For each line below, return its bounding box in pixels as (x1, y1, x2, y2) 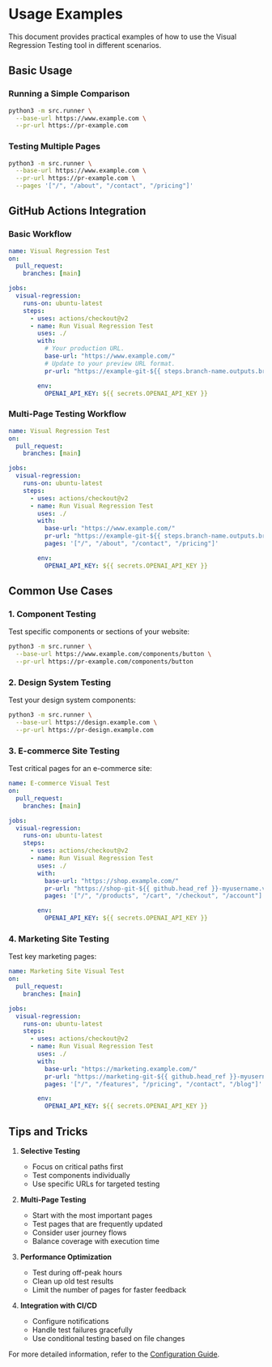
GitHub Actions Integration (8, 204, 147, 218)
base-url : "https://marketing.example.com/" (44, 1065, 198, 1073)
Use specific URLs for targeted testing (32, 1179, 160, 1189)
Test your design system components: (8, 695, 136, 705)
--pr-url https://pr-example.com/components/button (15, 658, 194, 666)
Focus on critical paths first (32, 1162, 124, 1172)
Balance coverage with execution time (32, 1236, 160, 1246)
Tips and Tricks (8, 1125, 88, 1138)
